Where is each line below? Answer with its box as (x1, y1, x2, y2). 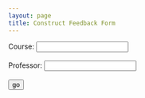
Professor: (8, 61, 42, 70)
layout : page (8, 11, 52, 20)
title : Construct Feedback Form (8, 19, 116, 27)
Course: (8, 41, 34, 51)
